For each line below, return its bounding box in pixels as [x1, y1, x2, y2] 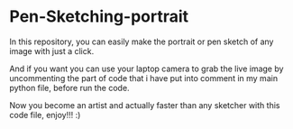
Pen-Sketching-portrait [9, 6, 189, 27]
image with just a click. [9, 45, 95, 56]
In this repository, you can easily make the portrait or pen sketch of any [9, 36, 274, 47]
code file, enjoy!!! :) [9, 109, 81, 120]
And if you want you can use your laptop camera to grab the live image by [9, 63, 284, 74]
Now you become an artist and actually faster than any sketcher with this [9, 99, 280, 110]
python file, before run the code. [9, 82, 130, 93]
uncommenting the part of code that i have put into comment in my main [9, 72, 278, 83]
